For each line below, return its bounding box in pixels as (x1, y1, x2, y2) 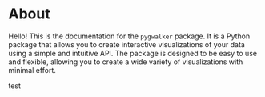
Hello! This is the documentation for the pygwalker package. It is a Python (8, 31, 251, 41)
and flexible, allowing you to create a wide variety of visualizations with (8, 57, 243, 67)
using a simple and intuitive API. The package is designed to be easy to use (8, 48, 258, 58)
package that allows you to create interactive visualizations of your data (8, 39, 246, 49)
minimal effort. (8, 65, 56, 75)
